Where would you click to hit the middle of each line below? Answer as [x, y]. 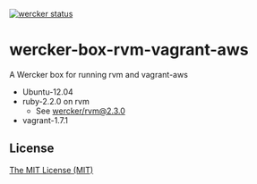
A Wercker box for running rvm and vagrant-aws [99, 74]
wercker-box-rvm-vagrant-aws [129, 50]
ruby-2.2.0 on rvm [56, 101]
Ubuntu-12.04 [47, 92]
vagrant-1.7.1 [45, 120]
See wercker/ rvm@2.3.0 [80, 111]
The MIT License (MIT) [51, 170]
